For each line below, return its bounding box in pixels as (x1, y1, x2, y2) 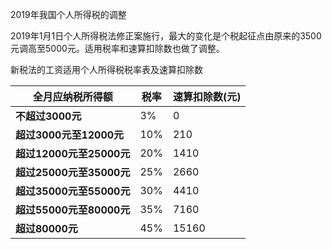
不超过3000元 (15, 109, 82, 123)
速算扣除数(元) (172, 90, 242, 103)
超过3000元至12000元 (15, 128, 125, 142)
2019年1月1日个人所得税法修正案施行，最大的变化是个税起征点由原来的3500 (10, 30, 322, 42)
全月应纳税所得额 (32, 90, 113, 103)
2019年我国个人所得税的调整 (10, 9, 127, 20)
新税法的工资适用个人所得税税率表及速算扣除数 (10, 64, 203, 75)
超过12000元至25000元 (15, 147, 131, 160)
